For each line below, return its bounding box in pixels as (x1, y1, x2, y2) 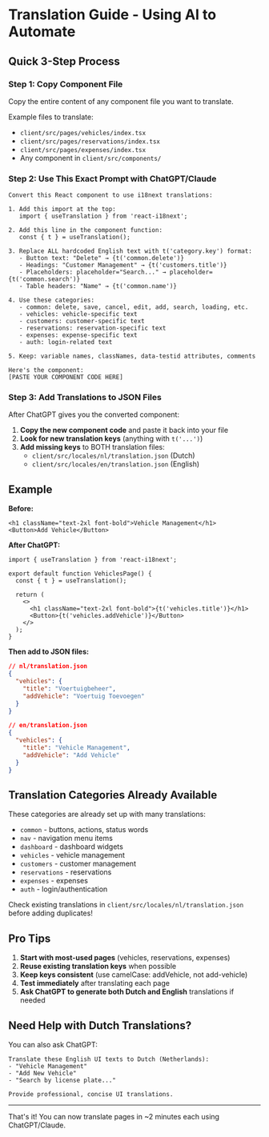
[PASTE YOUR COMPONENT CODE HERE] (8, 374, 124, 382)
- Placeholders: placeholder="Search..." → (18, 268, 167, 277)
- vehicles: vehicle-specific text (18, 310, 138, 318)
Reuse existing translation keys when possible (19, 962, 177, 971)
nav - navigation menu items (19, 834, 114, 843)
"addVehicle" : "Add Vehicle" (22, 751, 120, 759)
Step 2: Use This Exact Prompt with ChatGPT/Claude (8, 173, 217, 184)
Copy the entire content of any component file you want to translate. (8, 96, 234, 106)
